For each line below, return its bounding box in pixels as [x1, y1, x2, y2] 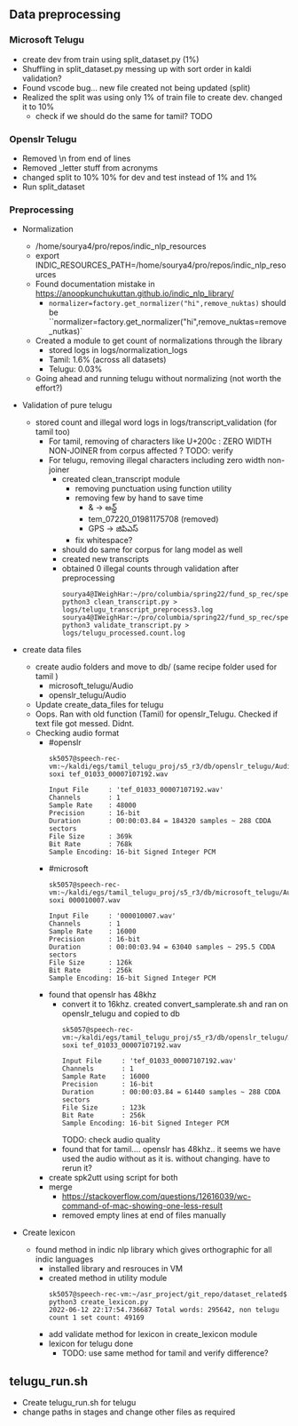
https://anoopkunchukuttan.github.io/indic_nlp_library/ [35, 288, 234, 299]
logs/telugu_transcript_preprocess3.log [61, 605, 214, 614]
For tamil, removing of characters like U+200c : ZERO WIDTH [48, 436, 272, 447]
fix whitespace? [74, 535, 133, 546]
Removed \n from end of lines [21, 153, 131, 164]
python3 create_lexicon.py [48, 1298, 149, 1307]
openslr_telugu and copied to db [61, 1008, 180, 1019]
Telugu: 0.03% [48, 364, 103, 374]
